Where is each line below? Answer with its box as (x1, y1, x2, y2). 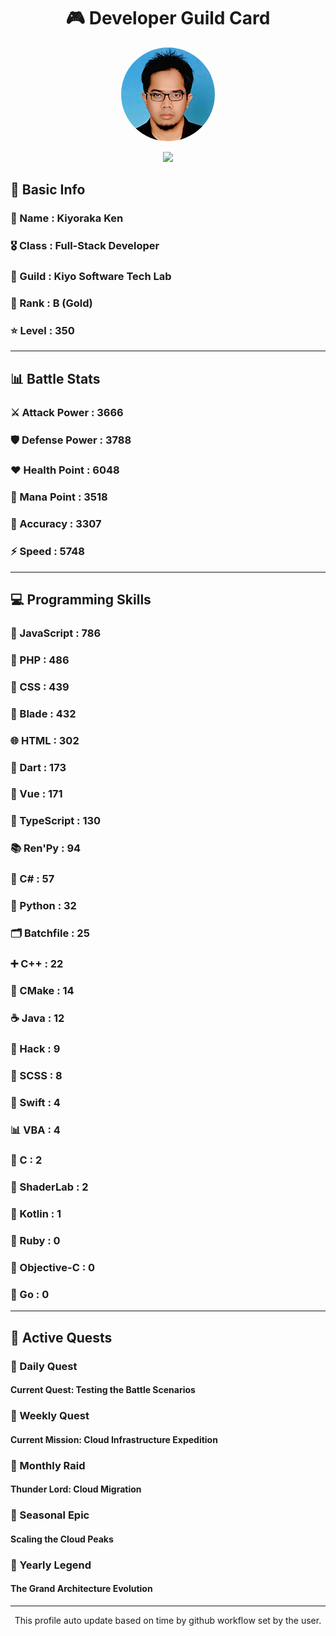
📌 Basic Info (10, 181, 86, 199)
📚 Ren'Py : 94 (10, 841, 82, 855)
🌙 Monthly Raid (10, 1458, 86, 1472)
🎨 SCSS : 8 (10, 1068, 63, 1082)
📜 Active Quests (10, 1329, 113, 1346)
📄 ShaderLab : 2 (10, 1180, 89, 1194)
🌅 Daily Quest (10, 1359, 78, 1373)
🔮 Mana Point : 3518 (10, 490, 108, 504)
